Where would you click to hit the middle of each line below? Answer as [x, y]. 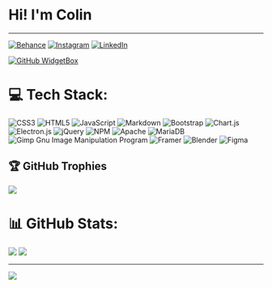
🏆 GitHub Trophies [58, 166]
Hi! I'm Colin [50, 15]
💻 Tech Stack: [58, 95]
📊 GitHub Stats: [64, 223]
